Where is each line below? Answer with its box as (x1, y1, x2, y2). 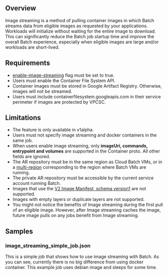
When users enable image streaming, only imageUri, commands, (12, 143, 148, 149)
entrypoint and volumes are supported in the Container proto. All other (12, 148, 160, 154)
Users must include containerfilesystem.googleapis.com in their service (12, 93, 161, 100)
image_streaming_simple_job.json (5, 242, 91, 249)
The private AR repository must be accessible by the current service (12, 175, 154, 181)
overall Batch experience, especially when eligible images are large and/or (5, 39, 159, 45)
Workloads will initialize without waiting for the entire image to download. (5, 28, 156, 34)
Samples (5, 227, 34, 236)
